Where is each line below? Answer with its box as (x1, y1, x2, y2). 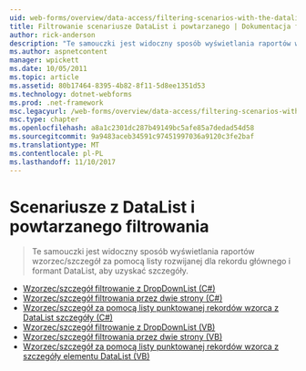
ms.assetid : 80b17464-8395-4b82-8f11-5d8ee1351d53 (9, 81, 206, 90)
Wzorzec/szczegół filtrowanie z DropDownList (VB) (22, 322, 216, 333)
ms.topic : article (9, 73, 79, 82)
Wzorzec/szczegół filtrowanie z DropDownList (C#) (22, 283, 216, 294)
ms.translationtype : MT (9, 140, 100, 149)
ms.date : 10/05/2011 (9, 65, 88, 74)
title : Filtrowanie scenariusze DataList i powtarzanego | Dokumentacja (9, 22, 291, 31)
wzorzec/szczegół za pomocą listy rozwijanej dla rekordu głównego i (31, 256, 291, 267)
